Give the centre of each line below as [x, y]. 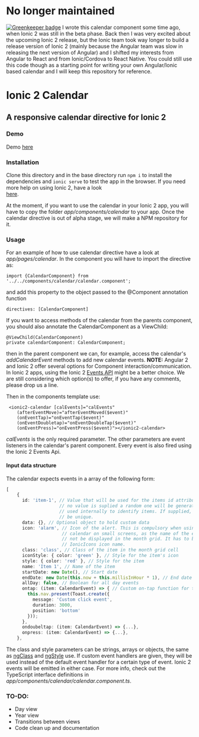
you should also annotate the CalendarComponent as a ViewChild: [87, 326]
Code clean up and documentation [57, 728]
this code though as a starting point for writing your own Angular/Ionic [92, 65]
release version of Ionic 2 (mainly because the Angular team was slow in [94, 46]
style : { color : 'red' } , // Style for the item [83, 561]
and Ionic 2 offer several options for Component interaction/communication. [99, 366]
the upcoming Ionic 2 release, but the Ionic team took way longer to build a [97, 40]
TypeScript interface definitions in [47, 675]
